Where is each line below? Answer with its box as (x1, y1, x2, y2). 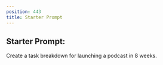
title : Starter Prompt (6, 14, 63, 20)
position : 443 (6, 8, 42, 15)
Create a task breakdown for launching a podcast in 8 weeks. (6, 52, 157, 60)
